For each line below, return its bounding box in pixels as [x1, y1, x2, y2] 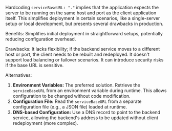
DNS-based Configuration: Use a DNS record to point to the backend [12, 110, 160, 115]
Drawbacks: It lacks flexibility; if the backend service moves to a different [5, 46, 160, 52]
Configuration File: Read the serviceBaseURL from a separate [12, 98, 142, 104]
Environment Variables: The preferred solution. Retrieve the [12, 82, 141, 88]
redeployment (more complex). [12, 120, 78, 126]
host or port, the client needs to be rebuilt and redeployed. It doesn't [5, 51, 150, 57]
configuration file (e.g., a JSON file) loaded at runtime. [12, 104, 127, 110]
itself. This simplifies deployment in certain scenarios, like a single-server [5, 15, 160, 21]
